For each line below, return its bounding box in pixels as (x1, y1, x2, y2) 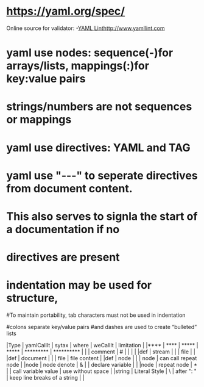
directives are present (6, 250, 120, 264)
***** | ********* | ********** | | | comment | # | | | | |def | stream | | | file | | (6, 348, 196, 355)
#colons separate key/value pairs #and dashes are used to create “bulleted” (6, 324, 197, 330)
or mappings (6, 113, 72, 126)
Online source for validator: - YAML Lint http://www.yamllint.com (6, 24, 165, 32)
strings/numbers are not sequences (6, 99, 192, 114)
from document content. (6, 181, 133, 195)
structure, (6, 291, 58, 305)
